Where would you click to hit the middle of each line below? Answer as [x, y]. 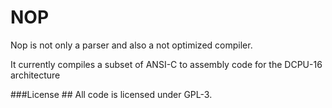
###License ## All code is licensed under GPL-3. [111, 94]
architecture [35, 75]
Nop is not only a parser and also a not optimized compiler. [131, 45]
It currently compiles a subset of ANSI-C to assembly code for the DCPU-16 [166, 64]
